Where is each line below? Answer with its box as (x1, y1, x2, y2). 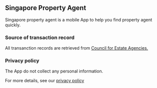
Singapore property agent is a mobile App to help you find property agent (5, 17, 152, 22)
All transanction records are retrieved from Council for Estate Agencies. (5, 45, 148, 51)
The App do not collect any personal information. (5, 68, 104, 74)
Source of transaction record (5, 34, 75, 41)
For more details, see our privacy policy (5, 78, 84, 84)
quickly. (5, 22, 21, 28)
